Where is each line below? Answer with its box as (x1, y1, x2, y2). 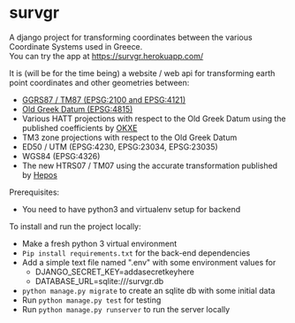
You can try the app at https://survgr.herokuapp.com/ (9, 50, 204, 61)
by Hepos (21, 169, 57, 180)
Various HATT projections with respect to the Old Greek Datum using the (21, 113, 286, 124)
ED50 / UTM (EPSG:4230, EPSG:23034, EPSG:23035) (21, 141, 218, 152)
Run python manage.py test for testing (21, 295, 162, 305)
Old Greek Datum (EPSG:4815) (21, 104, 133, 114)
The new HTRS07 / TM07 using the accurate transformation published (21, 160, 278, 171)
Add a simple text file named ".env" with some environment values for (21, 257, 276, 267)
